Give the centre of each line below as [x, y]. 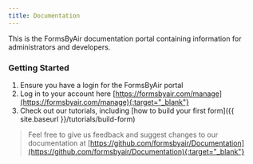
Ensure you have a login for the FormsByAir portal [101, 85]
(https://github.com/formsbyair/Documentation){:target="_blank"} [136, 151]
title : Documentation [44, 16]
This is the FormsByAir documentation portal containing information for [125, 38]
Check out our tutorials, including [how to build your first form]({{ [127, 110]
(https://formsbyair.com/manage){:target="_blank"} [104, 102]
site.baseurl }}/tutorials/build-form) [77, 119]
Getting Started [39, 67]
